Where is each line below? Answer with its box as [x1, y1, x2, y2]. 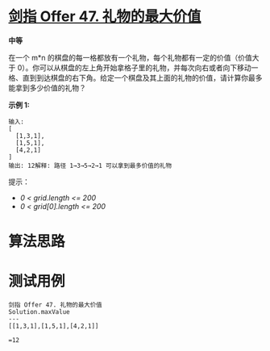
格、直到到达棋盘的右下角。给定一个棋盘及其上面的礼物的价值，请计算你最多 [8, 73, 263, 82]
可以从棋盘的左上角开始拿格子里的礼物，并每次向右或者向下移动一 [39, 62, 259, 73]
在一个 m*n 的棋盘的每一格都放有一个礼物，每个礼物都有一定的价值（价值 [8, 52, 252, 62]
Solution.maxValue [8, 308, 70, 316]
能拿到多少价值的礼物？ [8, 82, 86, 93]
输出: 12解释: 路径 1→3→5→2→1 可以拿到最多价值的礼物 [8, 161, 172, 169]
